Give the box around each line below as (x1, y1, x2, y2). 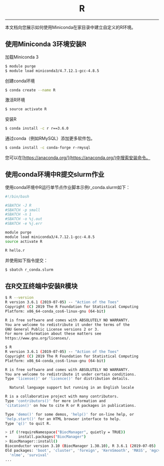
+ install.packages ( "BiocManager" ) (5, 434, 86, 440)
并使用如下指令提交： (5, 257, 48, 263)
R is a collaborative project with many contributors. (5, 394, 119, 399)
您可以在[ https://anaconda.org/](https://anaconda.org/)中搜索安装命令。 (5, 155, 150, 161)
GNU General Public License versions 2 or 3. (5, 326, 99, 332)
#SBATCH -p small (5, 208, 41, 212)
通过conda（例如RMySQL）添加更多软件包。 (5, 136, 95, 141)
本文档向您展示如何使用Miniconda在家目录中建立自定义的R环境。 (5, 24, 136, 30)
